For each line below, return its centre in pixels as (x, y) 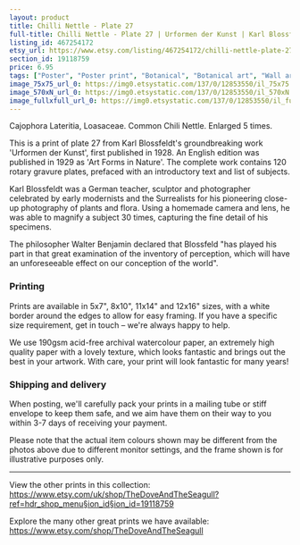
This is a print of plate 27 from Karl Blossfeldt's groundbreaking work (136, 143)
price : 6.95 (31, 68)
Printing (27, 287)
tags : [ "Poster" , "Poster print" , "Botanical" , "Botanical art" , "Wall (145, 76)
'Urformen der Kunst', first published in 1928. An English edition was (134, 153)
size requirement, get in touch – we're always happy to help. (120, 325)
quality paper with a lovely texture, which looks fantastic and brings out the (147, 352)
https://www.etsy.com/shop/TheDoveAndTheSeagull (106, 530)
